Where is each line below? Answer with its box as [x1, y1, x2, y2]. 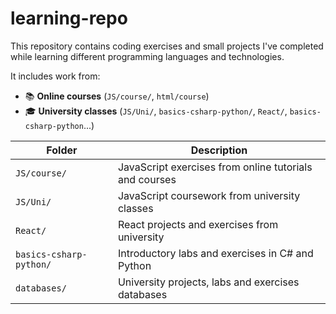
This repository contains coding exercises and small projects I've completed [10, 40, 324, 52]
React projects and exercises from [117, 217, 279, 231]
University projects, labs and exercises [117, 275, 300, 289]
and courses [117, 172, 177, 186]
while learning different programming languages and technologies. [10, 50, 285, 62]
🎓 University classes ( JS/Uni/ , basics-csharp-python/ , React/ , [24, 105, 288, 117]
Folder [46, 143, 78, 157]
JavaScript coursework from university [117, 188, 301, 202]
